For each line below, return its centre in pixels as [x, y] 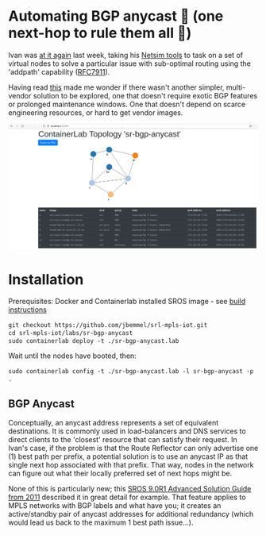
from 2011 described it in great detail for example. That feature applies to [127, 497]
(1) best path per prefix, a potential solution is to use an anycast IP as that [128, 456]
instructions [28, 310]
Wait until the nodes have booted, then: [72, 356]
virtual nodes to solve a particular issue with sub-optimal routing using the [130, 64]
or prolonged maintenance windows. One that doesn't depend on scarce [127, 104]
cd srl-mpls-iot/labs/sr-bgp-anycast [71, 333]
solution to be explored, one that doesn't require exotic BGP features [145, 95]
